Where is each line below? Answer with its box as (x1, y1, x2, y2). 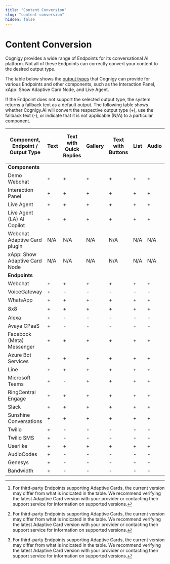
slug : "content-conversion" (5, 12, 65, 17)
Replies (63, 152, 81, 159)
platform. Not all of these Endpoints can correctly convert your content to (5, 61, 158, 67)
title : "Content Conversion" (5, 7, 67, 13)
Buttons (108, 149, 129, 156)
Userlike (8, 442, 28, 449)
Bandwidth (8, 467, 34, 474)
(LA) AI (8, 215, 25, 223)
